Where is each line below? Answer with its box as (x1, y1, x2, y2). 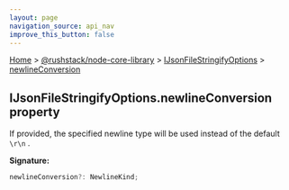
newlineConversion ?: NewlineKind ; (9, 173, 140, 182)
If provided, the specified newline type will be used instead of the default (9, 128, 281, 140)
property (9, 104, 60, 120)
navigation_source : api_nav (9, 22, 115, 31)
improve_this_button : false (9, 30, 115, 39)
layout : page (9, 13, 59, 23)
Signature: (9, 155, 50, 167)
